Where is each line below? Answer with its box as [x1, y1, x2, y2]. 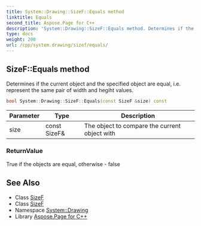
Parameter [9, 111, 40, 120]
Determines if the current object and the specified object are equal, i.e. [6, 80, 181, 87]
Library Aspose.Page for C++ [14, 213, 88, 220]
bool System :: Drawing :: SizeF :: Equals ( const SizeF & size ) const [6, 98, 167, 104]
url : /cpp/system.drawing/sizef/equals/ [6, 42, 109, 48]
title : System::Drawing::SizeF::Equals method [6, 8, 124, 15]
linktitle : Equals [6, 14, 52, 20]
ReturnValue [6, 147, 43, 155]
